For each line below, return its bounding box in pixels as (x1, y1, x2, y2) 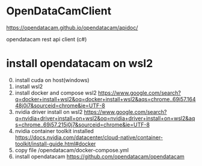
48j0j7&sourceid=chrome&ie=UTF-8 (14, 102, 105, 109)
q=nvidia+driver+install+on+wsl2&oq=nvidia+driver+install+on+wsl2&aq (14, 114, 195, 122)
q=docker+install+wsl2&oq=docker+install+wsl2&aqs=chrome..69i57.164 (14, 95, 197, 102)
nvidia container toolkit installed (14, 127, 94, 134)
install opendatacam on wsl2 (6, 57, 153, 70)
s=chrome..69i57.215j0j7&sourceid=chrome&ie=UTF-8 (14, 121, 150, 128)
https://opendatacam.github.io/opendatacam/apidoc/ (6, 24, 138, 31)
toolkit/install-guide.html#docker (14, 140, 96, 147)
